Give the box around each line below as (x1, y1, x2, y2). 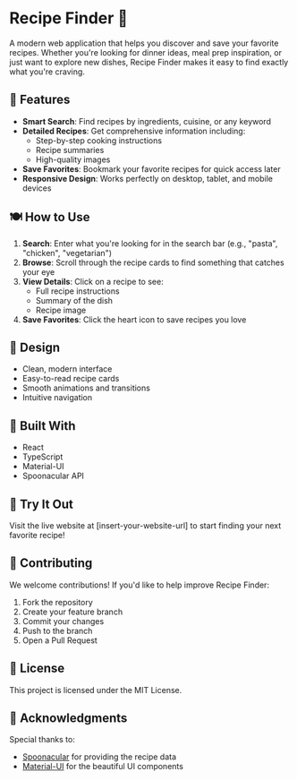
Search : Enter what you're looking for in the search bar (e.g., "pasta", (21, 237, 278, 249)
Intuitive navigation (21, 392, 93, 403)
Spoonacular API (21, 470, 85, 482)
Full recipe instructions (35, 286, 120, 296)
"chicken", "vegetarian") (21, 247, 113, 258)
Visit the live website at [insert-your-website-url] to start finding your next (9, 520, 282, 531)
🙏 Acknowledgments (9, 711, 128, 726)
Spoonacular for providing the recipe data (21, 751, 177, 762)
